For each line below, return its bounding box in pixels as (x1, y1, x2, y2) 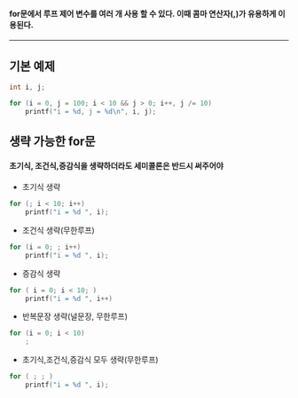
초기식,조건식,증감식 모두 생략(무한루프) (21, 354, 159, 365)
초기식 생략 (21, 182, 61, 193)
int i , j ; (9, 83, 46, 92)
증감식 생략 (21, 267, 61, 279)
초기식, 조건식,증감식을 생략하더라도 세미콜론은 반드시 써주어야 (9, 160, 224, 171)
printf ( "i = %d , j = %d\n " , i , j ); (25, 107, 157, 115)
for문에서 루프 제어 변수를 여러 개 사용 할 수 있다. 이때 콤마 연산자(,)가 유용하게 (9, 8, 277, 19)
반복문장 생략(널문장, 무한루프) (21, 311, 129, 322)
